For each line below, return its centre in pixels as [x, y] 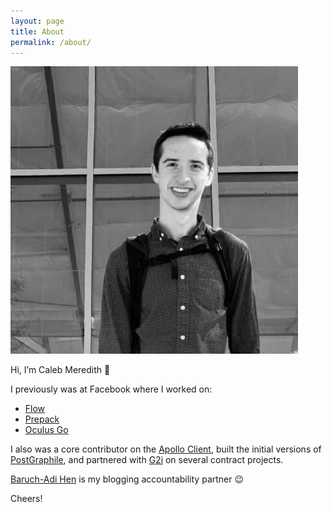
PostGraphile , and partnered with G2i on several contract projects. [147, 460]
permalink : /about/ [51, 42]
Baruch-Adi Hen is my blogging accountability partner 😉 [127, 479]
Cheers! [26, 499]
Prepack [42, 419]
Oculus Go [46, 430]
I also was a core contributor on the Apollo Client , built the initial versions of [166, 449]
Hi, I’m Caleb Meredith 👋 [60, 370]
